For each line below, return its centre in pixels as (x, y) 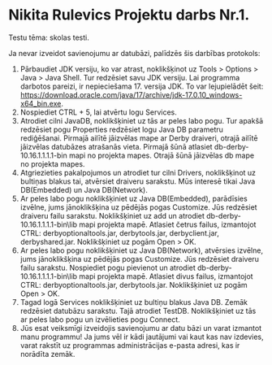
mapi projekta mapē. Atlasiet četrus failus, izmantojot (168, 224)
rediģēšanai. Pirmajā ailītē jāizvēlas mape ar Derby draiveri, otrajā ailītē (139, 138)
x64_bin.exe (41, 103)
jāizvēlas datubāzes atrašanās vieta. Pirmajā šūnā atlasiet (116, 146)
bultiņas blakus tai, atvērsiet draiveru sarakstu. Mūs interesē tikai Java (138, 181)
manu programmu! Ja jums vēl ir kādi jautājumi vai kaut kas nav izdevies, (142, 337)
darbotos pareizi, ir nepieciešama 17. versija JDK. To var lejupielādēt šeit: (142, 86)
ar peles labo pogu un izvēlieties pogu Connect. (100, 319)
